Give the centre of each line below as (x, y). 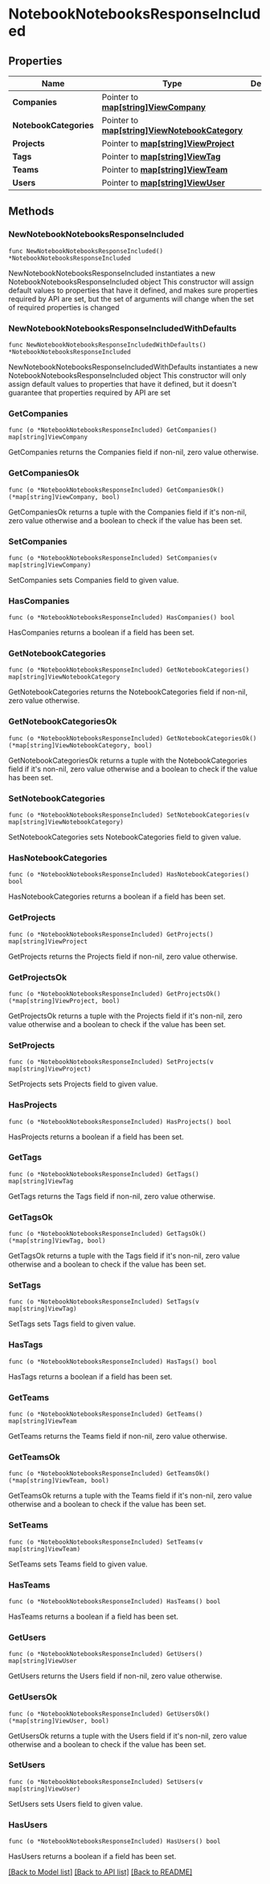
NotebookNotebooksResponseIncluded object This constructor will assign (131, 281)
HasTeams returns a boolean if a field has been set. (94, 1616)
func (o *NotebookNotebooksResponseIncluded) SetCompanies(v (113, 558)
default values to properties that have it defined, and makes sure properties (133, 290)
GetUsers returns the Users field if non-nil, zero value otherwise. (115, 1676)
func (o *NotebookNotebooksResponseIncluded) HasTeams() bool (115, 1601)
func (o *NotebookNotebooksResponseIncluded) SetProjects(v (111, 1062)
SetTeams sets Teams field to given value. (78, 1564)
